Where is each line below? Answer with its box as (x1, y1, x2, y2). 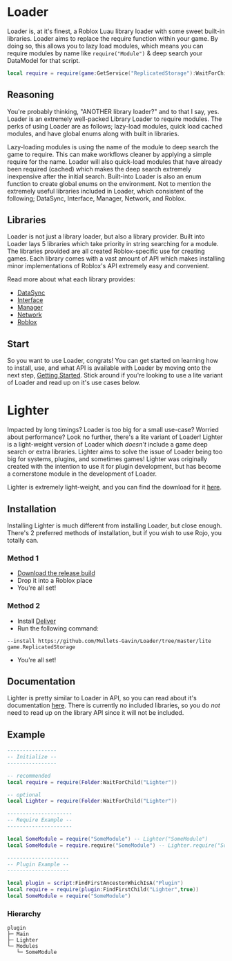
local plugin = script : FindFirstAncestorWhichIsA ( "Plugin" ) (7, 879, 184, 887)
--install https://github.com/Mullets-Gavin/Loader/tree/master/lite (7, 637, 212, 644)
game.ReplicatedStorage (7, 644, 76, 651)
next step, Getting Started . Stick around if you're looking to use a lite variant (7, 371, 223, 380)
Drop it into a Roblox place (17, 577, 93, 585)
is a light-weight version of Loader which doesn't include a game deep (7, 440, 209, 449)
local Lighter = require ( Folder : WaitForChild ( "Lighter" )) (7, 798, 177, 805)
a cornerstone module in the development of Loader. (7, 469, 157, 478)
